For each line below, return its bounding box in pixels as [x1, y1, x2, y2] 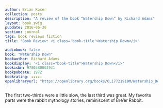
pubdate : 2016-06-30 [5, 25, 47, 30]
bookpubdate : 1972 [5, 70, 42, 75]
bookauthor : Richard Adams [5, 56, 60, 61]
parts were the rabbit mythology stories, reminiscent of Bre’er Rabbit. [5, 97, 143, 103]
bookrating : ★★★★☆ [5, 75, 42, 79]
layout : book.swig [5, 20, 42, 26]
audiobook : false [5, 47, 40, 52]
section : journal [5, 30, 40, 34]
